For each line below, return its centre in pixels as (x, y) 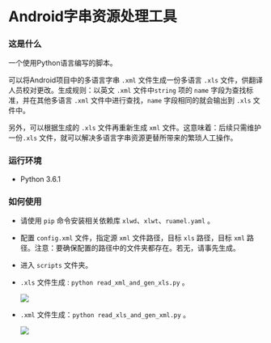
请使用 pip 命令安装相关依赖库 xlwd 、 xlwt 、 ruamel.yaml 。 (117, 221)
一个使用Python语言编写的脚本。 (63, 63)
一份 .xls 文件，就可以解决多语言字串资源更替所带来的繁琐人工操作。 (123, 138)
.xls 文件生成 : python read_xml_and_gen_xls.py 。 (104, 282)
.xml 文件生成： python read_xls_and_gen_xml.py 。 (105, 315)
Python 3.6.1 (40, 179)
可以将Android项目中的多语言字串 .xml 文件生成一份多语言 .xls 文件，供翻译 (135, 80)
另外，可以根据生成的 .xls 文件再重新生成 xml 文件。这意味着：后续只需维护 (135, 128)
